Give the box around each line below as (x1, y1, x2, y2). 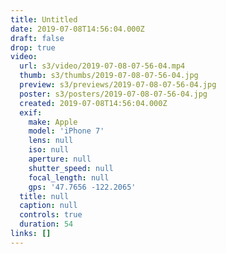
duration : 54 (19, 219, 74, 230)
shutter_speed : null (28, 163, 114, 173)
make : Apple (28, 117, 78, 127)
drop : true (10, 42, 56, 53)
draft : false (10, 33, 65, 43)
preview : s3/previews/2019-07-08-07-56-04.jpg (19, 80, 217, 90)
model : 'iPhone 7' (28, 126, 105, 136)
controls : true (19, 210, 83, 220)
